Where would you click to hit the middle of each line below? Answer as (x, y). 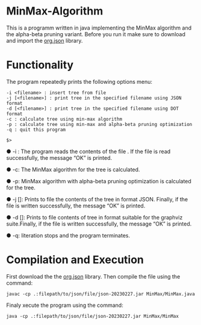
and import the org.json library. (45, 40)
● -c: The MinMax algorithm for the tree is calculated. (73, 169)
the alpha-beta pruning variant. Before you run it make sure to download (96, 34)
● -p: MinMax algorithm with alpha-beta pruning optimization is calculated (99, 181)
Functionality (40, 65)
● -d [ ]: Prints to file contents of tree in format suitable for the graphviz (94, 217)
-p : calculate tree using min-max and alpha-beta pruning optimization (99, 124)
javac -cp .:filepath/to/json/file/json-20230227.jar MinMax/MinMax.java (101, 294)
